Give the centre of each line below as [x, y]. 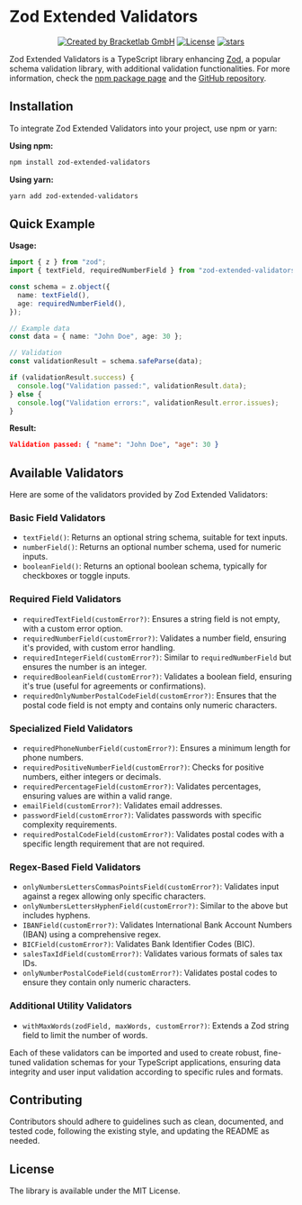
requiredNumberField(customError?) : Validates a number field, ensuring [154, 638]
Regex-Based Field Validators [75, 867]
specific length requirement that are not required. [113, 844]
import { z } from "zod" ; [58, 262]
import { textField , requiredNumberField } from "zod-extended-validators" [154, 271]
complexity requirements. [70, 825]
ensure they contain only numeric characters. [107, 982]
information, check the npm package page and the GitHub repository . [138, 78]
